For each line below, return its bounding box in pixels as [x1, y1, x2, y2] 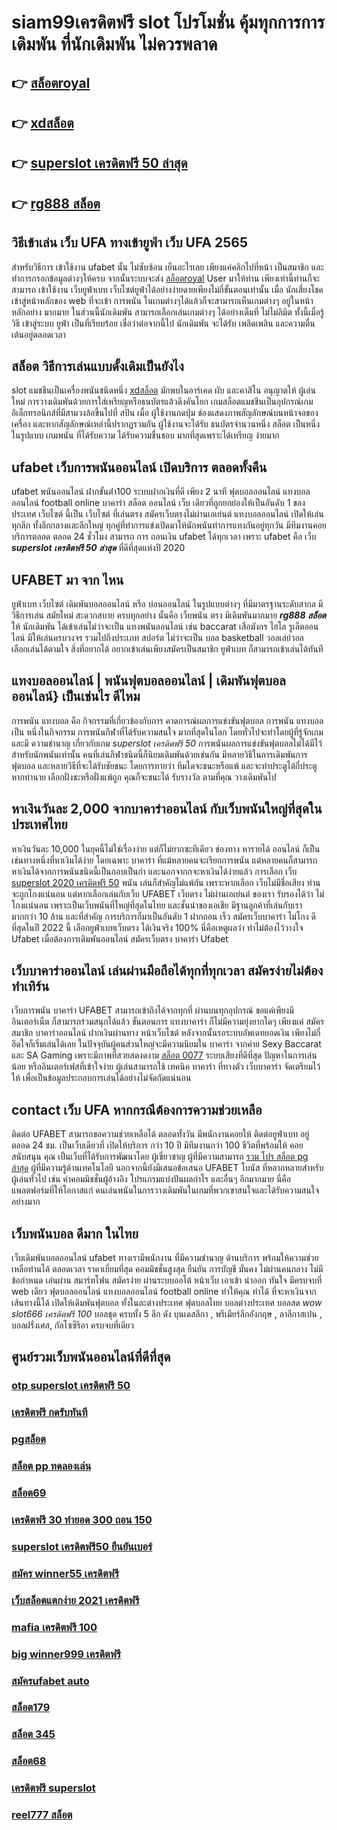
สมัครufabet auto [11, 1674, 90, 1688]
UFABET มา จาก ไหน [11, 571, 124, 588]
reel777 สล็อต [11, 1808, 73, 1822]
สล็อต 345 [11, 1727, 56, 1741]
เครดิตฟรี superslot [11, 1781, 96, 1795]
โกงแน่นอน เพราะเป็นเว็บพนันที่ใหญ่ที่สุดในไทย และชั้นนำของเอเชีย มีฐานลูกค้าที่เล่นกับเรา [11, 899, 303, 911]
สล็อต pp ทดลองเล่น [11, 1459, 92, 1473]
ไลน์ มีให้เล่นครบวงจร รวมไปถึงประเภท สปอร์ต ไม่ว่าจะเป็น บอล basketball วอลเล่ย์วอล [11, 632, 304, 643]
